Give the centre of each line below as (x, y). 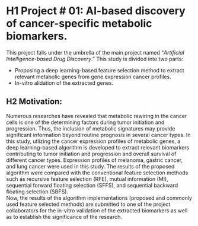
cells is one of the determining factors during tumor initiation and (85, 122)
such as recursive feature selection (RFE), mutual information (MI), (87, 179)
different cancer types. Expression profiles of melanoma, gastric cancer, (94, 160)
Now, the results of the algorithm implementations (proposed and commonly (99, 198)
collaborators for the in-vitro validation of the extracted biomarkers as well (97, 210)
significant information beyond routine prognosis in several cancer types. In (98, 135)
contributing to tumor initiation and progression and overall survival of (91, 154)
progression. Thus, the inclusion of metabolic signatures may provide (91, 128)
